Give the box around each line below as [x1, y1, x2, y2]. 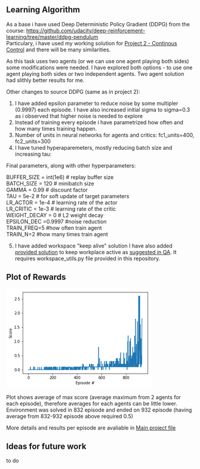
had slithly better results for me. [6, 76, 85, 84]
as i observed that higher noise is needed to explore [14, 112, 143, 119]
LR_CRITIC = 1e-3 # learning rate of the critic [6, 205, 116, 212]
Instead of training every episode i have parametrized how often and [14, 119, 184, 126]
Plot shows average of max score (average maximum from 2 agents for [6, 393, 181, 400]
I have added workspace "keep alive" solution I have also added [14, 242, 173, 249]
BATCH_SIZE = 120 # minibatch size [6, 180, 94, 187]
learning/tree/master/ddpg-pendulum [6, 33, 99, 41]
